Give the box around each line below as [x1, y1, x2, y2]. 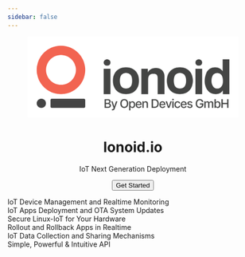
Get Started [115, 181, 150, 190]
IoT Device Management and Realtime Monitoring [7, 197, 169, 207]
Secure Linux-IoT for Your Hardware [7, 214, 126, 223]
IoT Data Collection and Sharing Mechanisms [7, 231, 155, 241]
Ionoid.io [103, 138, 163, 156]
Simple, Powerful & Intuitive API [7, 239, 111, 249]
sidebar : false [7, 13, 58, 21]
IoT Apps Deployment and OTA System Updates [7, 206, 165, 215]
